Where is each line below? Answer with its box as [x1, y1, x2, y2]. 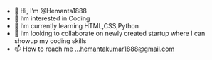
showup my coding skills [14, 37, 87, 45]
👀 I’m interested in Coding [14, 14, 90, 23]
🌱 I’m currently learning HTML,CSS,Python [14, 22, 139, 30]
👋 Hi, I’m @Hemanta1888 [14, 7, 88, 15]
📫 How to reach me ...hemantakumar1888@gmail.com [14, 44, 175, 53]
